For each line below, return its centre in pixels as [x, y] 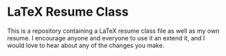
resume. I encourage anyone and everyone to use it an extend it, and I [106, 38]
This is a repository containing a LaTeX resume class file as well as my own [113, 31]
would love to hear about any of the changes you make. [86, 45]
